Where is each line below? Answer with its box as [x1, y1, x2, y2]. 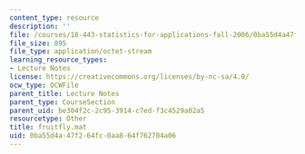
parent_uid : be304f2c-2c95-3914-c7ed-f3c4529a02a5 [9, 106, 205, 115]
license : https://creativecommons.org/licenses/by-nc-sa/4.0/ [9, 72, 250, 82]
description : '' [9, 22, 71, 31]
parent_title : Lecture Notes [9, 89, 120, 98]
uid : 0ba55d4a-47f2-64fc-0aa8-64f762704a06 [9, 131, 177, 140]
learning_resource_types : [9, 55, 107, 64]
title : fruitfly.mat [9, 123, 88, 132]
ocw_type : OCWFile [9, 81, 79, 90]
